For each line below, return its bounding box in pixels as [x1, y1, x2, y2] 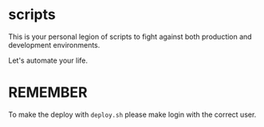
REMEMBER [8, 83, 88, 102]
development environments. [8, 40, 100, 49]
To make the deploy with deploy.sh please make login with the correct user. [8, 110, 257, 119]
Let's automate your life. [8, 56, 89, 65]
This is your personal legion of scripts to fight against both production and [8, 32, 253, 41]
